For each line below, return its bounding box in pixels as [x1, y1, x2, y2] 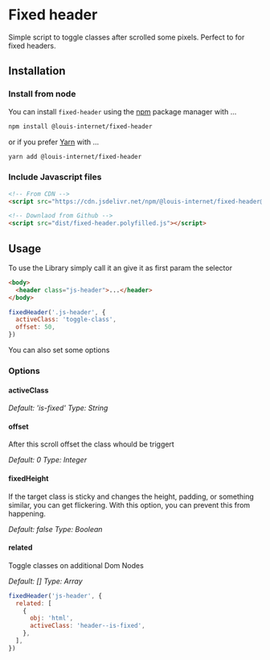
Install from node [8, 89, 76, 100]
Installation [8, 64, 66, 78]
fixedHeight [8, 474, 49, 484]
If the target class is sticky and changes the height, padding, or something [8, 492, 255, 501]
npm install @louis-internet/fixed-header [8, 122, 153, 131]
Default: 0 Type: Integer [8, 455, 87, 465]
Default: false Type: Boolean [8, 524, 103, 533]
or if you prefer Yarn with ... [8, 137, 100, 147]
